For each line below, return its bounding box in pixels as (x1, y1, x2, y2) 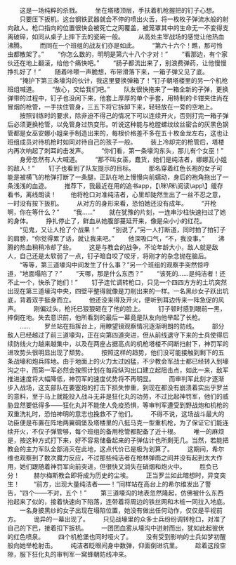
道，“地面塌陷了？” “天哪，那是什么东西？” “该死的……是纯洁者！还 (7, 270, 226, 277)
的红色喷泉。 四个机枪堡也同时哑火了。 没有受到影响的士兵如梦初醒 (7, 533, 226, 540)
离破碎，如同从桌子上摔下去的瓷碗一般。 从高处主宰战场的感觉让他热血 (7, 32, 225, 41)
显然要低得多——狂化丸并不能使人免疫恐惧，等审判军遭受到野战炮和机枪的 (13, 401, 229, 409)
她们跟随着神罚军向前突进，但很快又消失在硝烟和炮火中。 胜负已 (19, 463, 218, 470)
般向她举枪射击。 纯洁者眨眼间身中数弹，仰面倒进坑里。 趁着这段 (7, 541, 220, 550)
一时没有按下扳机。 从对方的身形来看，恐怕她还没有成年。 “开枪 (7, 199, 217, 207)
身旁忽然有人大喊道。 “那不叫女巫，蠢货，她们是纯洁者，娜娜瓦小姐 (19, 155, 228, 164)
